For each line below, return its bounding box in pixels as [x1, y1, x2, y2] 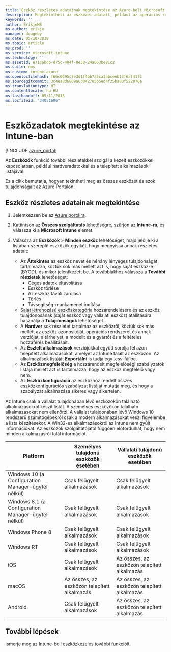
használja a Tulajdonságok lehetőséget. [20, 318, 105, 323]
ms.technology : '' [5, 55, 44, 60]
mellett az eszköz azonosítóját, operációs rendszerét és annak [20, 329, 151, 335]
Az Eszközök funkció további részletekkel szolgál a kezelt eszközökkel [5, 157, 154, 164]
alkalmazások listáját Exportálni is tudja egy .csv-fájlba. [20, 356, 137, 362]
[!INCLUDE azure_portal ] [5, 148, 57, 154]
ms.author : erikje [5, 27, 44, 32]
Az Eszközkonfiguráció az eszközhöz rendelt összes [20, 378, 132, 383]
